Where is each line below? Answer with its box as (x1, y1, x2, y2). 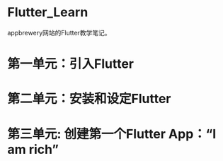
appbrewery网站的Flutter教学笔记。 (7, 28, 111, 37)
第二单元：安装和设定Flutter (7, 91, 171, 107)
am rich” (7, 141, 59, 157)
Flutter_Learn (7, 4, 88, 20)
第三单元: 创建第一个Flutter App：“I (7, 126, 217, 142)
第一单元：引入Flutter (7, 56, 135, 72)
